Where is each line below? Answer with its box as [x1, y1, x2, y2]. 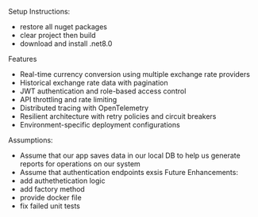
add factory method [19, 185, 85, 193]
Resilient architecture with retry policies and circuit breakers [19, 112, 217, 121]
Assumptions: [8, 135, 53, 145]
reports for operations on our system [19, 159, 141, 169]
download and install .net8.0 [19, 39, 113, 48]
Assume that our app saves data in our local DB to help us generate [19, 150, 241, 160]
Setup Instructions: [8, 7, 71, 16]
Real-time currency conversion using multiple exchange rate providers [19, 70, 250, 78]
